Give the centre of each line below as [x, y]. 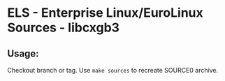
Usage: [23, 53]
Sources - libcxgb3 [64, 28]
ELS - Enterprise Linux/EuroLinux [106, 13]
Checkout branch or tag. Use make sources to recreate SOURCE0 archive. [113, 70]
